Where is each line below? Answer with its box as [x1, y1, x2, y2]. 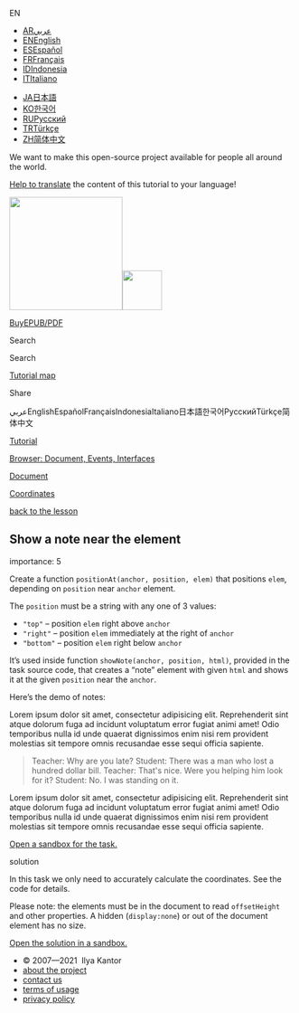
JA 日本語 [22, 92, 57, 102]
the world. [9, 162, 48, 172]
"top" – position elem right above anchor [22, 618, 171, 629]
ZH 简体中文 [22, 134, 66, 144]
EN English [22, 35, 61, 45]
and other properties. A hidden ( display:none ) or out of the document [9, 910, 268, 921]
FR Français [22, 54, 65, 64]
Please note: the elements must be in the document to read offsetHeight [9, 900, 280, 912]
